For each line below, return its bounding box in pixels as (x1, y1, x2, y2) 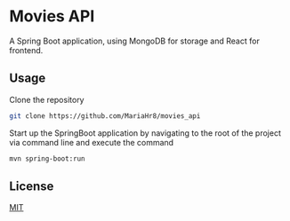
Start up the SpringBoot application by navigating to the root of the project (9, 127, 282, 138)
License (9, 178, 54, 193)
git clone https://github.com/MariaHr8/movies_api (9, 111, 201, 121)
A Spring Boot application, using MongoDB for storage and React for (9, 36, 260, 46)
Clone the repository (9, 94, 85, 105)
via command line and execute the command (9, 137, 174, 147)
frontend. (9, 44, 44, 55)
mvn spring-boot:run (9, 154, 86, 163)
